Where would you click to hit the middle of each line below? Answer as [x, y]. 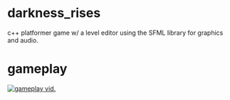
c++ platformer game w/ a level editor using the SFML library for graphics [115, 33]
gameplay [37, 69]
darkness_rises [54, 13]
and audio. [23, 40]
